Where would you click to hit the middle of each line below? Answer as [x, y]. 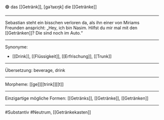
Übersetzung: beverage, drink [35, 70]
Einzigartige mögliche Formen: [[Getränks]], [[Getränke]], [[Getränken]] [77, 98]
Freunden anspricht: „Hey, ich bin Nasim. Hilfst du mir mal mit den [71, 28]
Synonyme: [16, 47]
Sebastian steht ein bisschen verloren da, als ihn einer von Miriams [72, 23]
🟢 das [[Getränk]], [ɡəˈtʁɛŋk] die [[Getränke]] [51, 7]
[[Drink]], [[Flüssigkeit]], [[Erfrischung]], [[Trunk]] [62, 56]
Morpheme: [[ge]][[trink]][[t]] [34, 84]
